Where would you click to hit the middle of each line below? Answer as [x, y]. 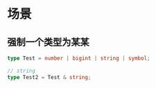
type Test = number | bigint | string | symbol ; [79, 58]
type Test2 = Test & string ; [49, 77]
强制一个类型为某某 [48, 42]
